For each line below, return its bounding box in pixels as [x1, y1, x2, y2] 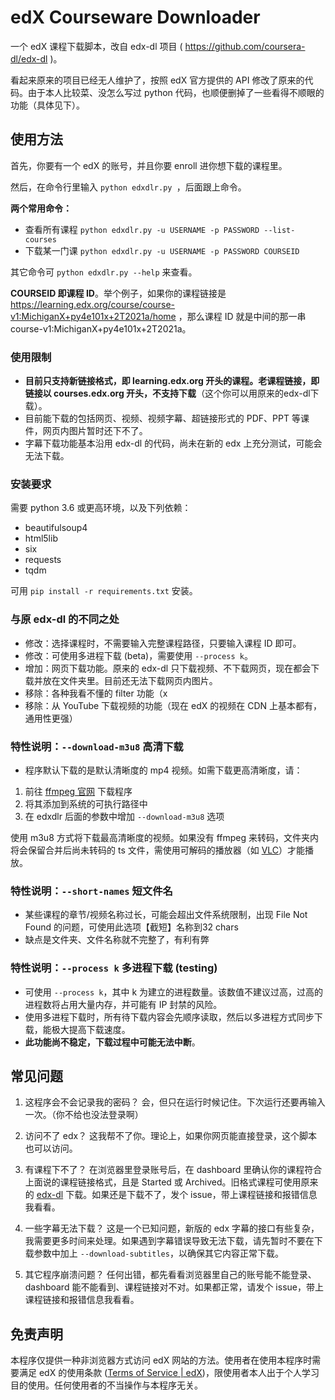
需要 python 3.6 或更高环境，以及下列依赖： [10, 502, 192, 514]
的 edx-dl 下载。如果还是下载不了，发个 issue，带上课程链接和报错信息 [24, 1189, 318, 1201]
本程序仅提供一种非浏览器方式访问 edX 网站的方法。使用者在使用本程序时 [10, 1354, 313, 1366]
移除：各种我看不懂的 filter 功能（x [24, 687, 168, 699]
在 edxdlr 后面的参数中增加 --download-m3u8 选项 [24, 810, 225, 822]
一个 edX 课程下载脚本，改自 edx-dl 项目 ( [10, 40, 183, 52]
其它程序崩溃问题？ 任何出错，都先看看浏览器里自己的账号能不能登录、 [24, 1269, 317, 1281]
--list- [263, 225, 296, 235]
